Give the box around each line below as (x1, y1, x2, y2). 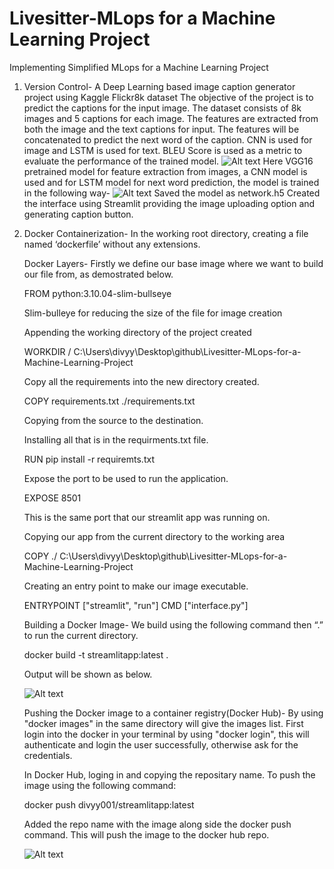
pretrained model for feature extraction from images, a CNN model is (23, 165, 308, 177)
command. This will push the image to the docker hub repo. (23, 828, 270, 841)
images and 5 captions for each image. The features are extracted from (23, 112, 319, 124)
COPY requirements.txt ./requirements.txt (23, 395, 196, 407)
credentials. (23, 749, 73, 761)
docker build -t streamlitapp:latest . (23, 648, 169, 661)
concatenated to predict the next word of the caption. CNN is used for (23, 133, 313, 146)
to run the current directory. (23, 629, 139, 641)
